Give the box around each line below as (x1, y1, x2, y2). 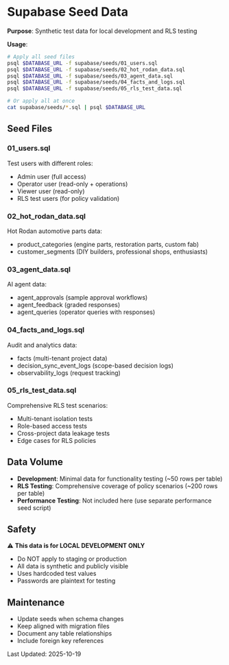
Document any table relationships (16, 629, 112, 638)
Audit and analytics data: (7, 341, 77, 349)
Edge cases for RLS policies (16, 436, 97, 444)
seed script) (16, 503, 51, 511)
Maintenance (7, 596, 65, 608)
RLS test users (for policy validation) (16, 194, 120, 202)
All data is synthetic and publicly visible (16, 562, 129, 570)
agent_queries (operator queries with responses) (16, 308, 156, 316)
